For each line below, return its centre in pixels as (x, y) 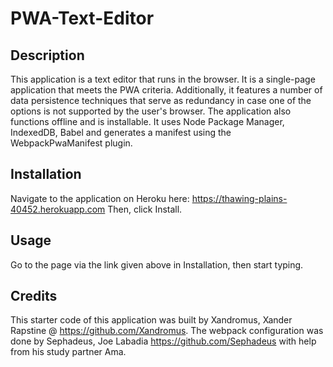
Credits (34, 296)
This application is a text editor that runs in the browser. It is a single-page (163, 79)
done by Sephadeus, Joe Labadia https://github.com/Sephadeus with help (163, 341)
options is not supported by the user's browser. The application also (151, 111)
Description (47, 55)
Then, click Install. (145, 209)
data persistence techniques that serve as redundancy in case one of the (161, 100)
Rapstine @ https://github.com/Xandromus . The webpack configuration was (167, 331)
